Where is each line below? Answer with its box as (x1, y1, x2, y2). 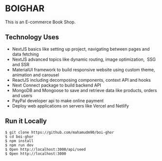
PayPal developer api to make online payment (12, 98, 104, 104)
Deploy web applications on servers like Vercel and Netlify (12, 103, 129, 108)
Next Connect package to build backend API (12, 82, 101, 88)
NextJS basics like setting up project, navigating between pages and (12, 46, 150, 52)
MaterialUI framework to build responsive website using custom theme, (12, 67, 155, 72)
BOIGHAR (5, 3, 45, 14)
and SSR (12, 61, 30, 67)
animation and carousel (12, 72, 59, 78)
